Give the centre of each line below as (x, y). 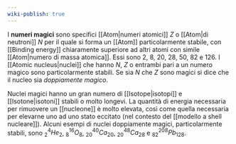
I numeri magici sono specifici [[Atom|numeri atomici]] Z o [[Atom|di (108, 34)
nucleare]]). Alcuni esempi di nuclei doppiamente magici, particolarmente (115, 124)
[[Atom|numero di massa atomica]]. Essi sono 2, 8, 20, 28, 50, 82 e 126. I (114, 57)
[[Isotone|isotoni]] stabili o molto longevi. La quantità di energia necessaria (117, 101)
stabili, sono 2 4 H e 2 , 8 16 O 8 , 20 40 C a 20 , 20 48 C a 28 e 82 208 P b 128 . (97, 133)
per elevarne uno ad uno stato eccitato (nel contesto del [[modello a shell (115, 116)
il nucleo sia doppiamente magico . (58, 80)
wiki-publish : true (36, 14)
